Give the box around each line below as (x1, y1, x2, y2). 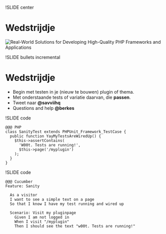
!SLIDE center (5, 5, 34, 10)
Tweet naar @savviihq (12, 99, 61, 106)
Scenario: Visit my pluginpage (10, 210, 76, 215)
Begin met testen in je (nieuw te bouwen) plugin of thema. (12, 89, 134, 95)
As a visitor (10, 192, 38, 197)
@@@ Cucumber (5, 179, 33, 184)
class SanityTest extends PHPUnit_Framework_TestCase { (5, 129, 126, 134)
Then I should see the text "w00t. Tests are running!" (14, 223, 136, 228)
